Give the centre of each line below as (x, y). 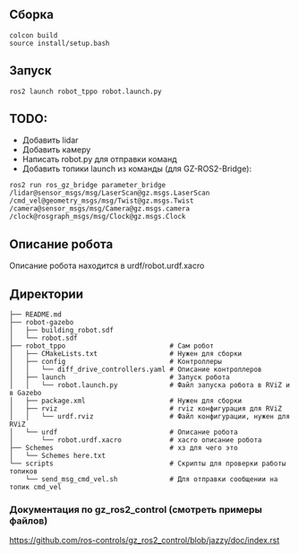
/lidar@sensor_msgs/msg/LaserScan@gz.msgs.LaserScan (110, 193)
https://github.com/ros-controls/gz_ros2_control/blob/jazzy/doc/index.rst (145, 541)
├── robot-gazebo (42, 323)
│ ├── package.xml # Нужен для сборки (126, 401)
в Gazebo (26, 394)
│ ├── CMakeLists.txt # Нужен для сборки (126, 354)
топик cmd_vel (36, 488)
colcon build (34, 35)
